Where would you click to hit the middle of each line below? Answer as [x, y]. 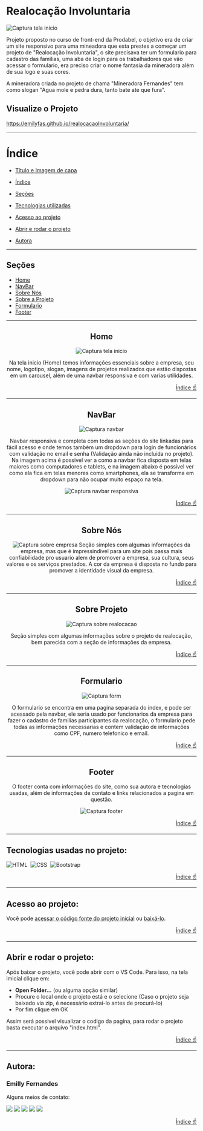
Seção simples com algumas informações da [135, 545]
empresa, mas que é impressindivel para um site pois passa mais [101, 551]
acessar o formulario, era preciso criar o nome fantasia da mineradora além [100, 65]
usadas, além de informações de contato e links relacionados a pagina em [101, 793]
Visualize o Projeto [42, 109]
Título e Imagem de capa [46, 170]
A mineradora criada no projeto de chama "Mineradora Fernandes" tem [95, 83]
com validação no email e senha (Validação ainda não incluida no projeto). [101, 454]
